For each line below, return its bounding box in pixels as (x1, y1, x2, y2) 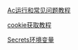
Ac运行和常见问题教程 (7, 6, 71, 14)
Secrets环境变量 (7, 35, 55, 44)
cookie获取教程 (7, 21, 52, 29)
